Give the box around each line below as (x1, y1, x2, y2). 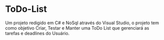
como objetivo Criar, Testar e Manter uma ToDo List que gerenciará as (5, 25, 150, 31)
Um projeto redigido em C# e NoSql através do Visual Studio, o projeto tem (5, 20, 160, 26)
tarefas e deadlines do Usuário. (5, 30, 70, 36)
